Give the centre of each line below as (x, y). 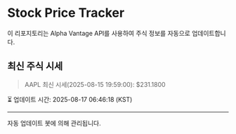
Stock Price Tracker (66, 13)
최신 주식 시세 (35, 66)
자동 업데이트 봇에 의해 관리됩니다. (54, 123)
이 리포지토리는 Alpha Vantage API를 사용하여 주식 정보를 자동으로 (99, 33)
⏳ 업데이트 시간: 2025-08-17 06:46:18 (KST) (70, 99)
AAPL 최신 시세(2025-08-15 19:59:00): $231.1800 (95, 84)
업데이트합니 (209, 33)
